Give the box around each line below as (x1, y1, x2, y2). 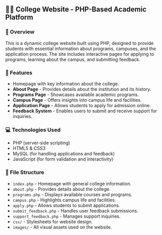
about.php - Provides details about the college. (12, 186, 111, 192)
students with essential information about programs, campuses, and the (5, 45, 156, 52)
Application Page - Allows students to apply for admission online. (12, 102, 151, 108)
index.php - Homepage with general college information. (12, 180, 131, 186)
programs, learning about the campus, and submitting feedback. (5, 56, 141, 62)
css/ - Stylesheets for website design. (12, 218, 93, 225)
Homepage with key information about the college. (12, 80, 119, 87)
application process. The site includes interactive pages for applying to (5, 51, 154, 57)
